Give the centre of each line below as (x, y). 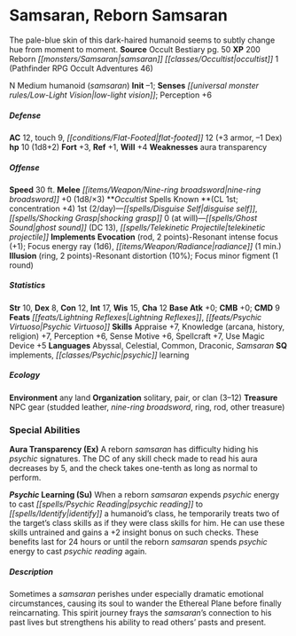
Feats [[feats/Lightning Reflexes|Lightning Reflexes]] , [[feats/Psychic (136, 317)
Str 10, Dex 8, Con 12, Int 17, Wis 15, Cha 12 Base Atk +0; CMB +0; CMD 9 (145, 308)
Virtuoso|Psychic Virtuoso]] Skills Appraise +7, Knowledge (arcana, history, (147, 326)
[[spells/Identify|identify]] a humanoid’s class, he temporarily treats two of (144, 514)
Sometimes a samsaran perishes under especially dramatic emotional (136, 594)
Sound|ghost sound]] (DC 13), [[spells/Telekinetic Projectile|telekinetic (137, 227)
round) (21, 265)
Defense (25, 115)
